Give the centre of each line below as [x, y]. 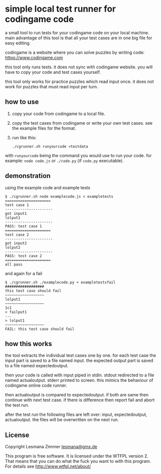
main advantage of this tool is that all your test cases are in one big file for [79, 38]
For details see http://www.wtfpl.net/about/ [48, 466]
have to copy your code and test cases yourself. [53, 72]
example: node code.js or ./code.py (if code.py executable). [65, 161]
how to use [22, 102]
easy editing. [18, 43]
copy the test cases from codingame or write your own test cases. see [82, 123]
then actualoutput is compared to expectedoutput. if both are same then [77, 395]
